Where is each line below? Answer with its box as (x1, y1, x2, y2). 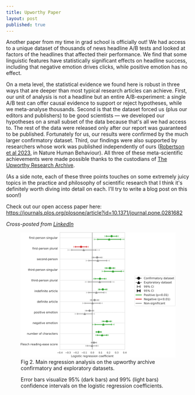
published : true (6, 22, 46, 28)
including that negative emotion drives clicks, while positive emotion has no (6, 63, 188, 70)
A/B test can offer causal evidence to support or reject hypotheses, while (6, 99, 182, 107)
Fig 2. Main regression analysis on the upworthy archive (20, 359, 156, 366)
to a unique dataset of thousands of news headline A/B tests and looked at (6, 44, 186, 52)
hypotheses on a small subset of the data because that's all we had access (6, 118, 187, 125)
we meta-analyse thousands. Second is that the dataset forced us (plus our (6, 106, 187, 113)
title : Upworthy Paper (6, 9, 61, 15)
